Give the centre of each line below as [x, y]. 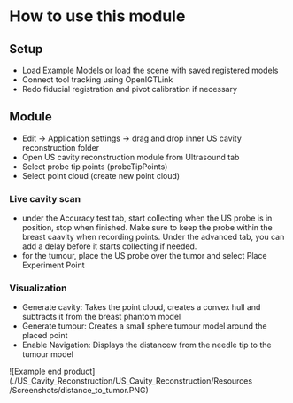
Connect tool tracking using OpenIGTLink [97, 80]
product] [79, 372]
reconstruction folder [61, 147]
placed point [45, 336]
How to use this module [97, 16]
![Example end [35, 372]
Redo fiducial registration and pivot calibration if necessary [129, 89]
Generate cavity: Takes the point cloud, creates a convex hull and [141, 307]
